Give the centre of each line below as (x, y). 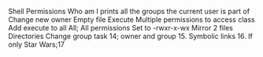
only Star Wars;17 (37, 45)
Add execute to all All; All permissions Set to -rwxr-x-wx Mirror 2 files (121, 28)
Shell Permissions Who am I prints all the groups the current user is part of (129, 11)
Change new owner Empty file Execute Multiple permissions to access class (131, 20)
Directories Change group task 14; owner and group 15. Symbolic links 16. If (131, 36)
